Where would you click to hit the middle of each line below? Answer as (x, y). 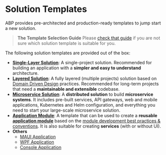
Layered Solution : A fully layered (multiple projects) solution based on (84, 78)
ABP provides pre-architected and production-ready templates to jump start (83, 23)
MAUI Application (38, 137)
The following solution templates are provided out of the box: (68, 53)
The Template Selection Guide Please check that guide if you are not (89, 38)
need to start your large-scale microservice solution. (66, 110)
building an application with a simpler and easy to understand (77, 68)
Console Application (40, 147)
